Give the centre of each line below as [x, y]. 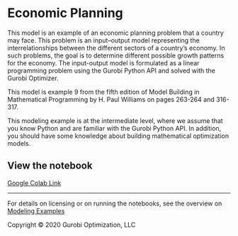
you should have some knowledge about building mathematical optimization [118, 136]
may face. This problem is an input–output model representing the [103, 40]
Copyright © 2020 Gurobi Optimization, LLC [72, 225]
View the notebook [50, 166]
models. [19, 143]
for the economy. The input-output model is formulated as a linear [103, 63]
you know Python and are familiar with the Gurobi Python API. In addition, [114, 128]
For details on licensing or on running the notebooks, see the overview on [115, 203]
